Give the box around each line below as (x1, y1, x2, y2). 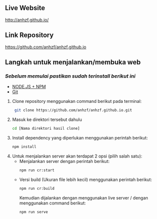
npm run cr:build (19, 186, 55, 191)
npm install (12, 144, 36, 149)
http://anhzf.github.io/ (5, 17, 49, 22)
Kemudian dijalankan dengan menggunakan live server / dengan (19, 195, 148, 200)
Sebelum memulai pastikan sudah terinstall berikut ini (5, 73, 136, 80)
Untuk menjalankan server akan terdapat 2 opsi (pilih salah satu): (12, 153, 142, 159)
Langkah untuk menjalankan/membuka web (5, 58, 141, 66)
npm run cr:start (19, 168, 55, 173)
